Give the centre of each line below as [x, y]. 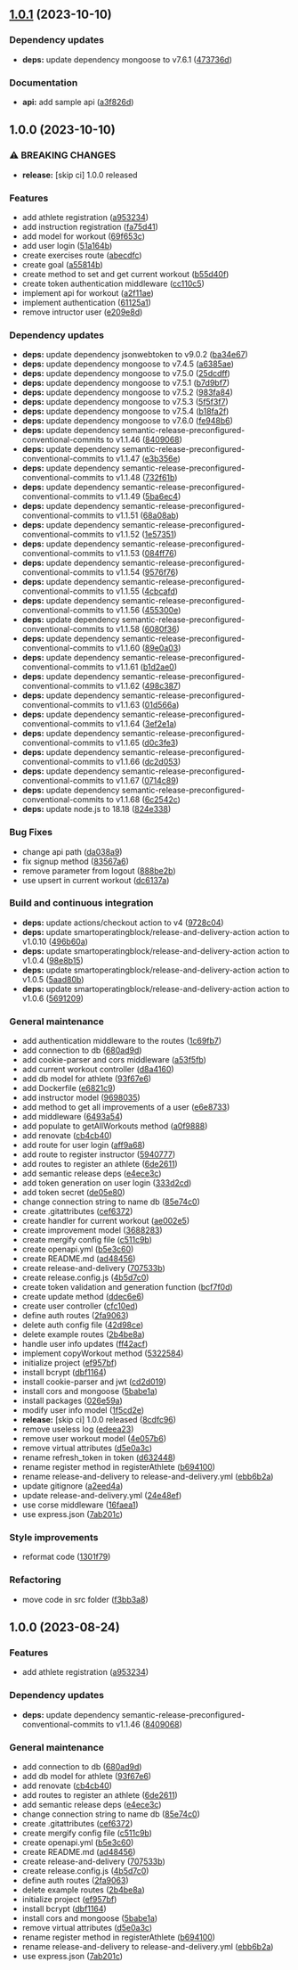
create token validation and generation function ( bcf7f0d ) [127, 1287]
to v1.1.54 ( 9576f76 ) [142, 572]
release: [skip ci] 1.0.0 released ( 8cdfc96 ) [99, 1420]
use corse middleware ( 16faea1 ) [81, 1505]
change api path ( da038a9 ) [72, 851]
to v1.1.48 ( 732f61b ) [142, 478]
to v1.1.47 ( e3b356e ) [143, 459]
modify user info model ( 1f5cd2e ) [83, 1410]
